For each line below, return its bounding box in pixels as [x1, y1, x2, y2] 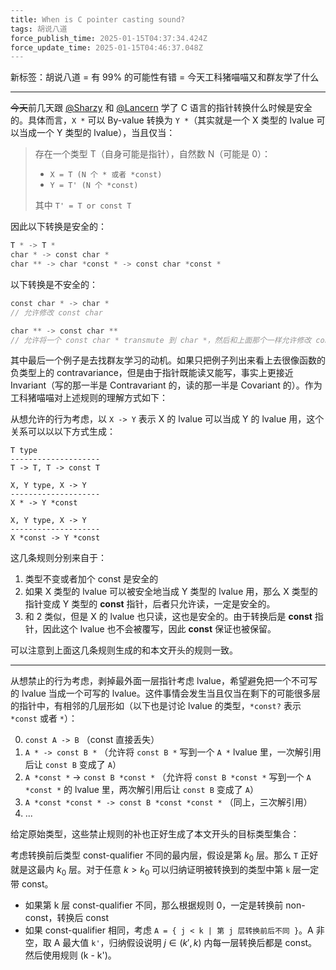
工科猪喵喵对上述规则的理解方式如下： [10, 392, 168, 404]
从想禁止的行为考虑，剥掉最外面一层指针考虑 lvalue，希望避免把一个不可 [10, 675, 309, 687]
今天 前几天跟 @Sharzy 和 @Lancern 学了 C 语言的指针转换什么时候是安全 [10, 102, 313, 114]
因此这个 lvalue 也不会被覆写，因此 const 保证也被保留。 [42, 623, 277, 635]
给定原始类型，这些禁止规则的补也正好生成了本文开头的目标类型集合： [10, 828, 300, 840]
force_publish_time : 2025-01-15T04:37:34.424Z [10, 33, 208, 43]
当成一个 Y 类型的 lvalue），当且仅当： [18, 127, 176, 139]
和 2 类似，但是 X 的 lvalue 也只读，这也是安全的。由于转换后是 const [24, 611, 313, 623]
